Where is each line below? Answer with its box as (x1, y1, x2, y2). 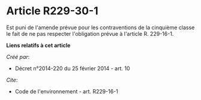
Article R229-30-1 (6, 4, 98, 18)
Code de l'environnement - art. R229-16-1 (14, 87, 118, 95)
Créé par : (6, 53, 30, 60)
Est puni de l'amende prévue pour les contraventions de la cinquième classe (6, 24, 195, 31)
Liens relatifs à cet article (6, 42, 71, 49)
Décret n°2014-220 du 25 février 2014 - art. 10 (14, 64, 130, 72)
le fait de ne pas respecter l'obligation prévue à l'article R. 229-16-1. (6, 30, 174, 37)
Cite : (6, 76, 18, 83)
